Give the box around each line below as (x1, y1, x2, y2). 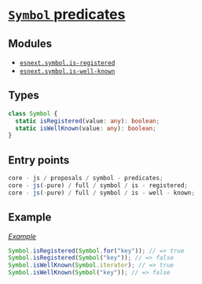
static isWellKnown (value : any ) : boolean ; (15, 124, 156, 132)
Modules (8, 37, 53, 50)
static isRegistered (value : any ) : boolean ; (15, 116, 160, 125)
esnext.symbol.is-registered (19, 59, 116, 67)
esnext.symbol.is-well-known (19, 68, 116, 76)
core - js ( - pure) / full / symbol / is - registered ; (8, 182, 189, 190)
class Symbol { (8, 109, 58, 117)
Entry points (8, 153, 70, 167)
